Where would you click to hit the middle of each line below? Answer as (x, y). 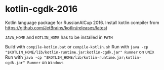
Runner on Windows (45, 62)
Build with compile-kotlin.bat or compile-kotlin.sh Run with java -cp (77, 47)
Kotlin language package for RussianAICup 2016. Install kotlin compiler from (82, 23)
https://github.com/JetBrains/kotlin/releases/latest (56, 27)
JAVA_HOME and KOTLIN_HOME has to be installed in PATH (59, 37)
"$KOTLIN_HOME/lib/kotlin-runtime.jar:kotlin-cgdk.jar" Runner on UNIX (80, 52)
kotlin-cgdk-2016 (41, 9)
